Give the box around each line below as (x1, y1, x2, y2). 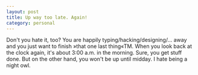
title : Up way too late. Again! (6, 14, 88, 20)
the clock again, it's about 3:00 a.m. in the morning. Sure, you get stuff (6, 49, 182, 56)
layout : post (6, 8, 39, 15)
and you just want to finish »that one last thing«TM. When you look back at (6, 43, 192, 50)
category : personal (6, 20, 56, 26)
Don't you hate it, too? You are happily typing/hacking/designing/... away (6, 37, 187, 44)
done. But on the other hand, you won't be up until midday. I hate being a (6, 55, 188, 63)
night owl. (6, 62, 31, 69)
